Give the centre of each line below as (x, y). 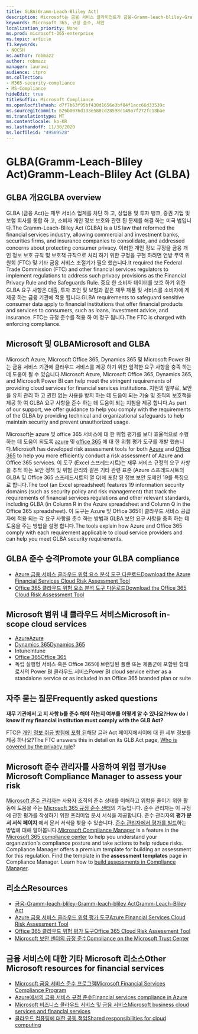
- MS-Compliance (26, 89)
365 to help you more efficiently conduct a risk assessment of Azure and (95, 455)
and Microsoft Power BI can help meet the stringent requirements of (89, 381)
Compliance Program (40, 990)
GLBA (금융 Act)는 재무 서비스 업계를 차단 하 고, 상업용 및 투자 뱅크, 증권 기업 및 (98, 213)
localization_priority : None (42, 28)
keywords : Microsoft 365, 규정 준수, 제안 (56, 22)
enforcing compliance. (33, 324)
